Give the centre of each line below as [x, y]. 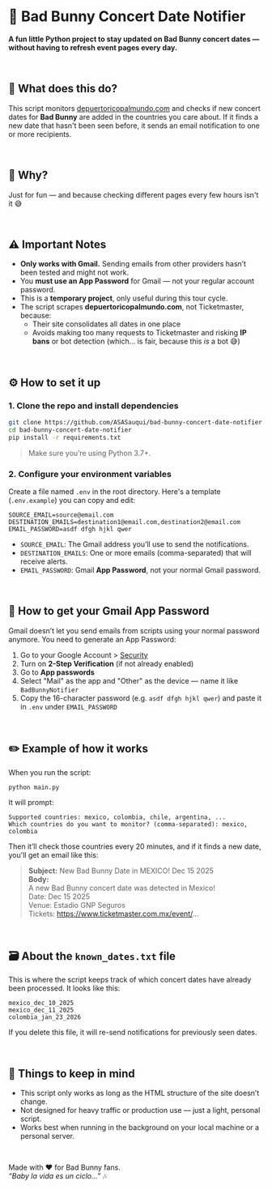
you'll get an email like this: [53, 855]
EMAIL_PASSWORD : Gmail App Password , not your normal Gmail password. [140, 569]
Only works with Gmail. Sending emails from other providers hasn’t [133, 264]
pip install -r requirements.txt [65, 437]
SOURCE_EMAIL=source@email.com [61, 515]
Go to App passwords [57, 672]
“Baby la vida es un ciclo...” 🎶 [58, 1176]
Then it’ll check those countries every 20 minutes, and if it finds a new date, [135, 846]
